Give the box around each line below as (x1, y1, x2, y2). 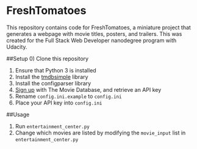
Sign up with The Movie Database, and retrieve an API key (15, 86, 162, 93)
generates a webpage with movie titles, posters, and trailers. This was (6, 30, 182, 37)
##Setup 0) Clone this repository (6, 55, 89, 62)
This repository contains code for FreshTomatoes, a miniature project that (6, 24, 191, 31)
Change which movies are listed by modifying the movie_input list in (15, 129, 186, 136)
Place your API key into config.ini (15, 99, 102, 106)
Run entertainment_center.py (15, 122, 90, 130)
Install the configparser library (15, 80, 91, 87)
